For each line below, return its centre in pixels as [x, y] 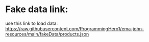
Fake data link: [37, 9]
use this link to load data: [32, 23]
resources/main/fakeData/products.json [47, 34]
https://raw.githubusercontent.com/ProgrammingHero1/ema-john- [75, 28]
